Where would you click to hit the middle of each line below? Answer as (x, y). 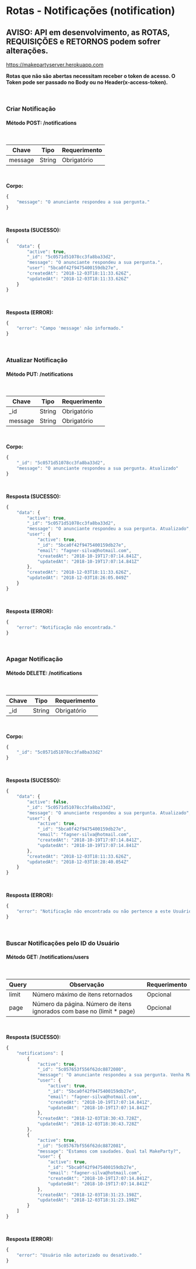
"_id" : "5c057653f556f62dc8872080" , (82, 1069)
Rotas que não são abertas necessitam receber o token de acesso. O (91, 76)
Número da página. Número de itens (82, 1004)
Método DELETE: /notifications (44, 673)
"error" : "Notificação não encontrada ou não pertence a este (94, 911)
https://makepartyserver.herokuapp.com (55, 65)
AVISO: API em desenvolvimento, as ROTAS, (88, 32)
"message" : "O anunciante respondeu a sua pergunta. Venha (110, 1075)
